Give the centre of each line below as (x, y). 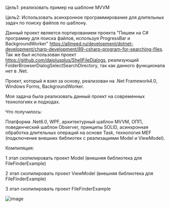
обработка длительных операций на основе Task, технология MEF (78, 133)
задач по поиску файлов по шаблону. (46, 23)
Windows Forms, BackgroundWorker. (45, 86)
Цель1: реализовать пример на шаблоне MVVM (58, 7)
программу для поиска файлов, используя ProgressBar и (68, 38)
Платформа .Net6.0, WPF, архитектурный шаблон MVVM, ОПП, (74, 122)
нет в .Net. (17, 71)
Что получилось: (24, 112)
